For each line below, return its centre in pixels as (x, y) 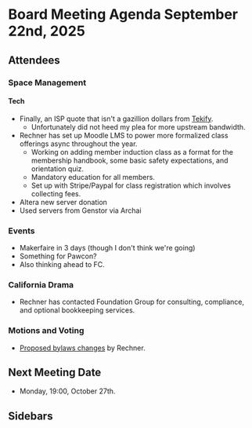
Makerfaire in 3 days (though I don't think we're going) (107, 248)
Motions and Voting (46, 331)
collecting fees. (56, 193)
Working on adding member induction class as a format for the (132, 152)
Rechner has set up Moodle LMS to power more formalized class (124, 135)
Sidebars (31, 416)
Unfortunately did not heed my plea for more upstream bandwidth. (138, 126)
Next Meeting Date (55, 372)
